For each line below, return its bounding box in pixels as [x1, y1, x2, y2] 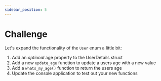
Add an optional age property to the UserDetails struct [11, 54, 123, 60]
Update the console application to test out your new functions [11, 70, 138, 76]
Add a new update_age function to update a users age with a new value [11, 60, 156, 66]
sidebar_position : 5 [4, 7, 47, 12]
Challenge [4, 28, 48, 40]
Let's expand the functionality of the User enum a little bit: [4, 45, 122, 51]
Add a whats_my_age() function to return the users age [11, 65, 122, 71]
